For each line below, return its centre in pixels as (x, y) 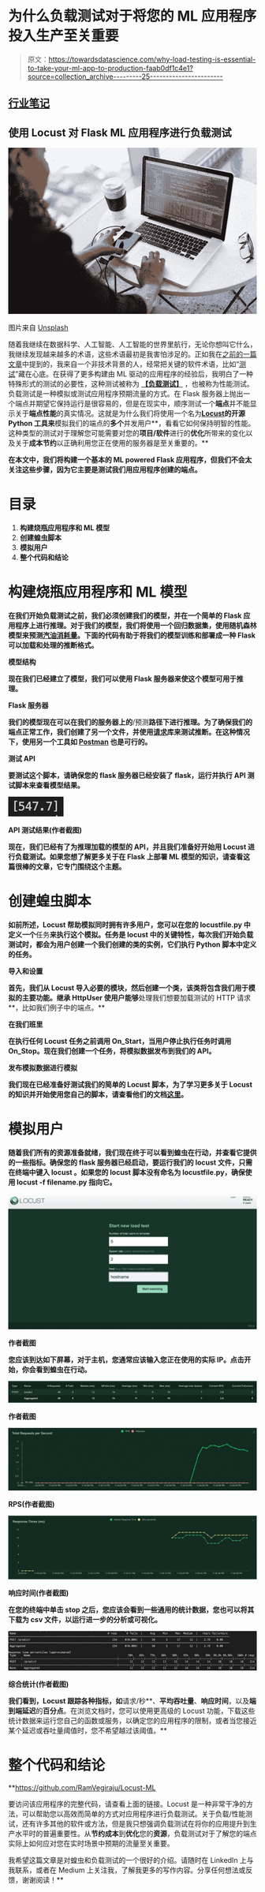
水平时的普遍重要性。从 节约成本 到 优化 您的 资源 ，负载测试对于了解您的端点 (136, 1834)
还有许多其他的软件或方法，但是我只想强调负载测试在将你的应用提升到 (136, 1824)
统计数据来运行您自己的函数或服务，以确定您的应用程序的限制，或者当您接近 (132, 1721)
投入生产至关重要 (64, 36)
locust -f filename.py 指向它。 (67, 1182)
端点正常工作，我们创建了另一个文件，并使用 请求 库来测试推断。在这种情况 (129, 731)
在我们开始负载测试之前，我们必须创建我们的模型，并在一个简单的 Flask (125, 615)
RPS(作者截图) (32, 1504)
